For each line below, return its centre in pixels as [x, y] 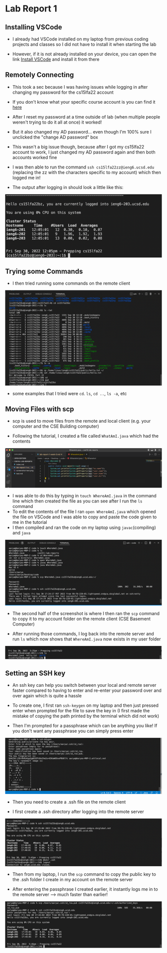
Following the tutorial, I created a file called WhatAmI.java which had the [85, 436]
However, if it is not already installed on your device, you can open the [84, 54]
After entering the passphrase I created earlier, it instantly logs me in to [85, 889]
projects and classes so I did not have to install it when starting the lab [84, 44]
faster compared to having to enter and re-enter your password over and [87, 690]
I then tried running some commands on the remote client [71, 283]
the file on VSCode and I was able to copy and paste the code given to [84, 517]
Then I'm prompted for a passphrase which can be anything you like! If [85, 726]
